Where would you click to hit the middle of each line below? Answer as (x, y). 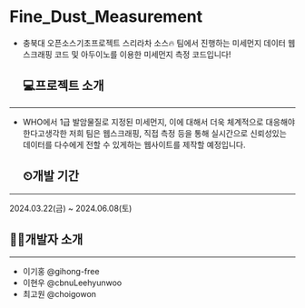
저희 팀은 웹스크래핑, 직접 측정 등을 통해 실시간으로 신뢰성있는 (178, 133)
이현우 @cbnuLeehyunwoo (72, 283)
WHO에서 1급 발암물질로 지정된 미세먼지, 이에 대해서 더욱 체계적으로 (143, 122)
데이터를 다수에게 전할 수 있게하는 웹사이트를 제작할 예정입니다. (134, 144)
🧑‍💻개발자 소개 (46, 239)
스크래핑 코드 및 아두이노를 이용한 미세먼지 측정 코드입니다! (127, 54)
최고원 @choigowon (59, 294)
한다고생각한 (45, 133)
